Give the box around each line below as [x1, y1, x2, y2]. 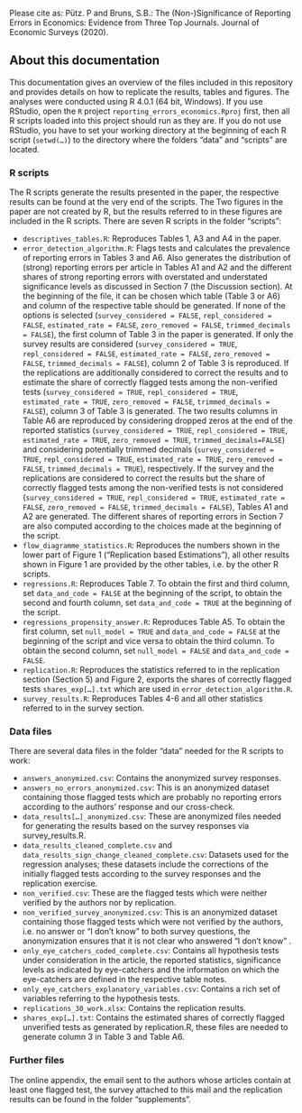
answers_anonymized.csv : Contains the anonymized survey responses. [22, 773, 282, 784]
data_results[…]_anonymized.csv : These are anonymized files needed [22, 811, 282, 822]
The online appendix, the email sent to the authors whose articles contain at [9, 1074, 291, 1085]
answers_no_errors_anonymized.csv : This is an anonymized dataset [22, 782, 270, 793]
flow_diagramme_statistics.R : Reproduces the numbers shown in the [22, 540, 280, 551]
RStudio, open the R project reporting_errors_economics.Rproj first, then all [9, 106, 290, 116]
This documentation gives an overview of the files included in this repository [9, 77, 293, 87]
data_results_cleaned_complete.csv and [22, 840, 173, 851]
